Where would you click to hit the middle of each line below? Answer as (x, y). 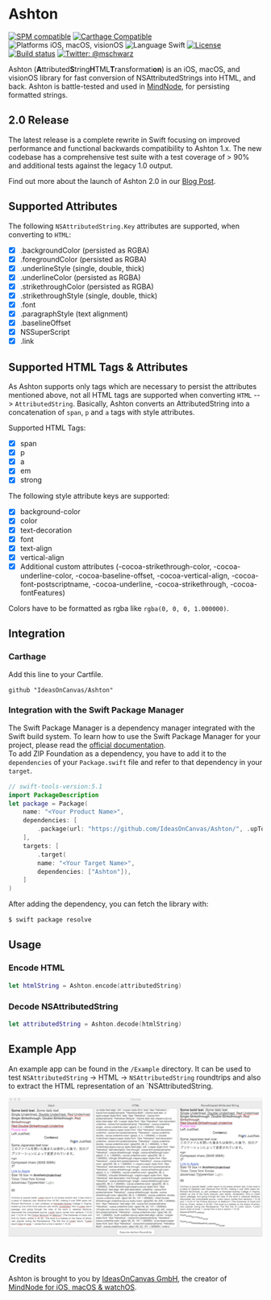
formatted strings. (38, 94)
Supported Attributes (63, 207)
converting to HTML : (40, 234)
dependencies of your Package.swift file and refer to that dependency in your (135, 762)
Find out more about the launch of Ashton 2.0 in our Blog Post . (112, 181)
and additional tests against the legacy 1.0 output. (91, 165)
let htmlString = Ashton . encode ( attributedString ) (95, 985)
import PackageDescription (54, 795)
